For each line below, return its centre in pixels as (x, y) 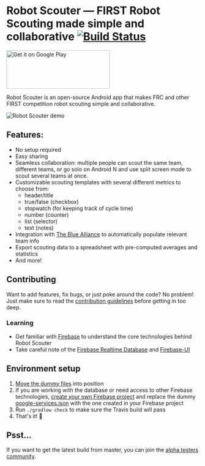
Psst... (19, 435)
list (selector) (41, 221)
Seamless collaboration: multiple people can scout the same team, (99, 162)
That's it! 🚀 (29, 416)
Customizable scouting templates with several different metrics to (98, 182)
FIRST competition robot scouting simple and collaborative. (81, 103)
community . (21, 456)
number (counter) (47, 214)
